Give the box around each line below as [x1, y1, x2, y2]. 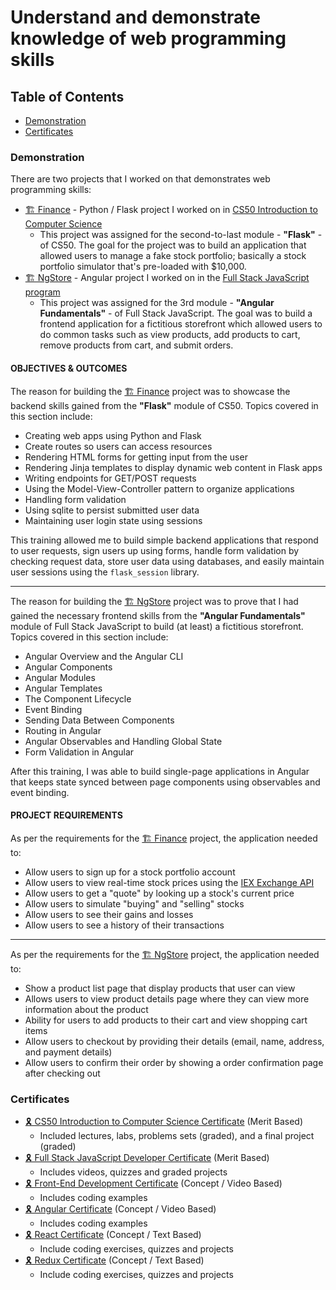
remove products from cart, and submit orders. [39, 339, 234, 351]
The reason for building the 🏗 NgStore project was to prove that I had [10, 595, 299, 607]
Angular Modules [24, 671, 96, 683]
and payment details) [24, 1046, 113, 1058]
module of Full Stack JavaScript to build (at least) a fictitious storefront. [10, 620, 304, 632]
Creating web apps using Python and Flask [24, 429, 202, 441]
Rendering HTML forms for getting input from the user [24, 451, 248, 463]
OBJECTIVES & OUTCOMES [10, 362, 128, 374]
